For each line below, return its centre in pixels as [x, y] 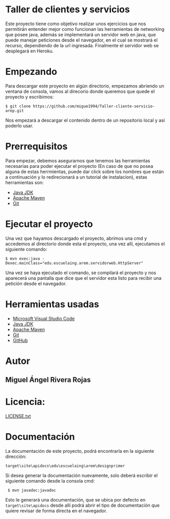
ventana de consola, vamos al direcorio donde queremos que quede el [80, 91]
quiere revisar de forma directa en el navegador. [56, 511]
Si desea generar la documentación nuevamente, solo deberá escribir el [82, 475]
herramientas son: [25, 182]
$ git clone [18, 106]
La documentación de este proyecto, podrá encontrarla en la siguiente [80, 451]
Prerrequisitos [36, 147]
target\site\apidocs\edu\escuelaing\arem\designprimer [65, 466]
